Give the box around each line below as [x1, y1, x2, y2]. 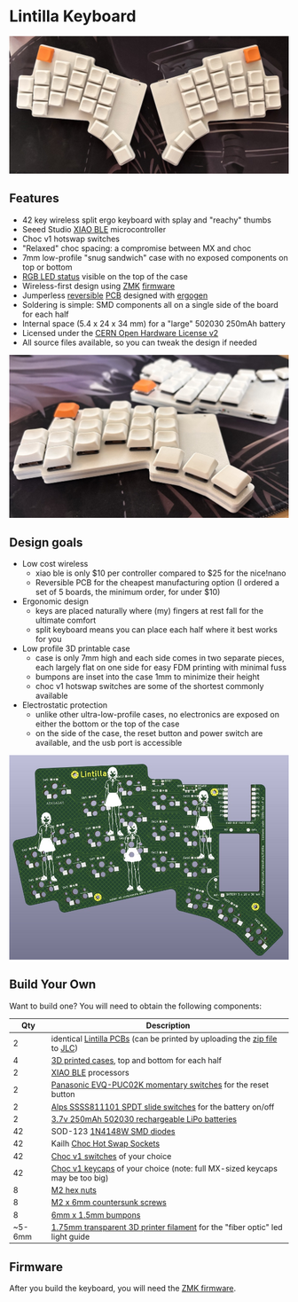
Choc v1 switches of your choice [51, 1150, 172, 1161]
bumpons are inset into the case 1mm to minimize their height [35, 671, 260, 682]
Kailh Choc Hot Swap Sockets [51, 1138, 161, 1149]
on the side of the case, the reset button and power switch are [35, 728, 263, 739]
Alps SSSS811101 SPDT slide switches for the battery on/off [51, 1102, 275, 1112]
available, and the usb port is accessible [35, 738, 183, 749]
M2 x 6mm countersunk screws [51, 1197, 167, 1208]
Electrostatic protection [21, 700, 108, 710]
